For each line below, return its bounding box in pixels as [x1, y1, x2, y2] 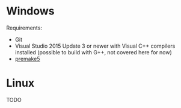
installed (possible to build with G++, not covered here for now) [14, 48, 173, 56]
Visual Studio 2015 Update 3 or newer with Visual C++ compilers [14, 42, 176, 49]
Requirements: [6, 24, 42, 31]
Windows [6, 4, 55, 18]
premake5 [14, 55, 40, 62]
